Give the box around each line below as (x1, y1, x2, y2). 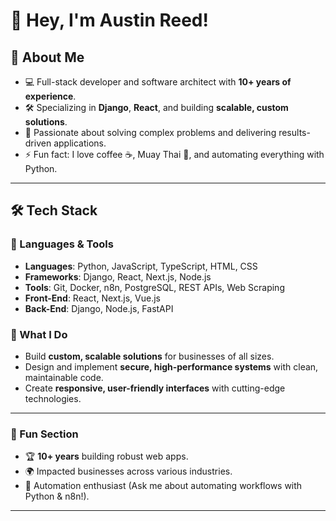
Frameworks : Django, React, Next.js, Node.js (24, 270, 212, 283)
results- (278, 127, 311, 138)
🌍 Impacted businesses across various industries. (24, 465, 233, 478)
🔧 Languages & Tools (10, 237, 114, 251)
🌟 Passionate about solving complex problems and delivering (24, 127, 277, 138)
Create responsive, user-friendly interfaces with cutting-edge (24, 382, 286, 394)
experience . (24, 90, 77, 102)
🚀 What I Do (10, 327, 68, 341)
